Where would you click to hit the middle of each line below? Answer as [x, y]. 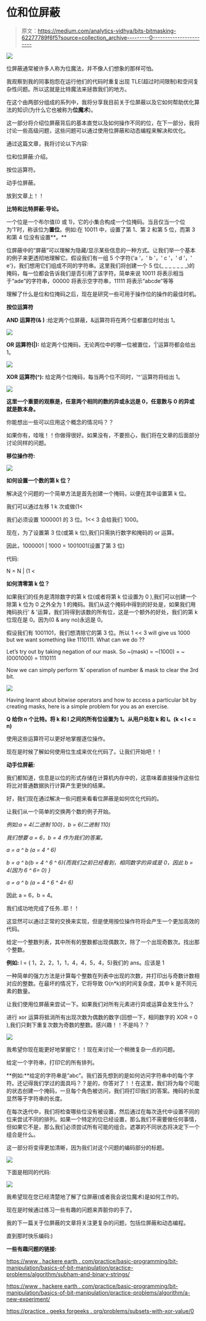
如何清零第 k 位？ [28, 583]
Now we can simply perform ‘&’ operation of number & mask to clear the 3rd [102, 670]
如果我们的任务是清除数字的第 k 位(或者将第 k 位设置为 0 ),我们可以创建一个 [102, 597]
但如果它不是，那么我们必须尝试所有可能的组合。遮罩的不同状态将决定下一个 [103, 1126]
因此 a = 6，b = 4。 [31, 895]
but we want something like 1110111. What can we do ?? [76, 640]
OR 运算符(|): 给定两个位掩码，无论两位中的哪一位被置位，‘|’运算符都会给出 [101, 344]
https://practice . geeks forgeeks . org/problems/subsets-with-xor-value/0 [100, 1311]
